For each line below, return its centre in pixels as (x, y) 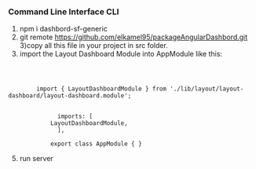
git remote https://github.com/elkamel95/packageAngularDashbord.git (133, 37)
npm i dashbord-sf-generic (63, 29)
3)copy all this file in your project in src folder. (94, 46)
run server (36, 159)
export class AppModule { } (96, 144)
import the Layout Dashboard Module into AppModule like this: (121, 54)
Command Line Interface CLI (64, 12)
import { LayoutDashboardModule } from (102, 89)
